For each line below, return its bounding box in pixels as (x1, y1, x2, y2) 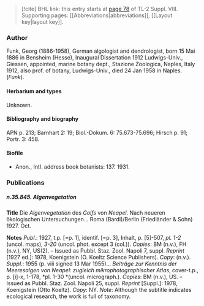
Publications (6, 178, 45, 186)
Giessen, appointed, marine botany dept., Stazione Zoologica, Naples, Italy (6, 61, 195, 68)
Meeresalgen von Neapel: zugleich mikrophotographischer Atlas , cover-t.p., (6, 266, 199, 273)
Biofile (6, 150, 23, 157)
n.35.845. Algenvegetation (6, 193, 77, 201)
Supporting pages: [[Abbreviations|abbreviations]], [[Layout (21, 12, 173, 19)
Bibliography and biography (6, 115, 78, 123)
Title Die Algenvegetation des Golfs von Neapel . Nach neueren (6, 208, 165, 216)
